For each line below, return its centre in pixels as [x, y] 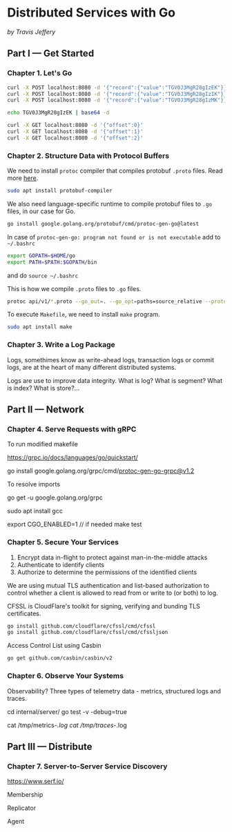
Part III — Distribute [50, 746]
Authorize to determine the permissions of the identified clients [107, 572]
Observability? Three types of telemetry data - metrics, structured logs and [114, 691]
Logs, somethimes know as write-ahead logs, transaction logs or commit [110, 359]
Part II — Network [46, 409]
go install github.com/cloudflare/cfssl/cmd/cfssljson [88, 633]
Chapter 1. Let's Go [40, 73]
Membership [25, 795]
